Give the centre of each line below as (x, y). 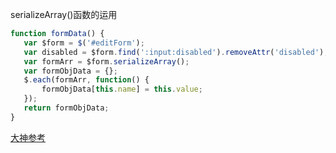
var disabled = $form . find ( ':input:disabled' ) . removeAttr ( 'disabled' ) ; (176, 52)
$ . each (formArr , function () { (86, 80)
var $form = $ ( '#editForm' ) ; (84, 43)
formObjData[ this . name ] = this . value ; (122, 89)
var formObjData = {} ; (70, 71)
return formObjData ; (66, 108)
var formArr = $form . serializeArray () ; (106, 61)
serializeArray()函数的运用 (64, 14)
